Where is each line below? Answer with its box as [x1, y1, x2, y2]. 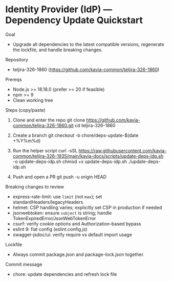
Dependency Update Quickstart [5, 14, 143, 26]
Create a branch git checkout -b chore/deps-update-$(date [12, 132, 139, 138]
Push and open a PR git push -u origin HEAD [12, 174, 106, 180]
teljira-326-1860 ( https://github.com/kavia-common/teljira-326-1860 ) [12, 66, 160, 73]
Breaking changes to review [5, 183, 64, 190]
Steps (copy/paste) [5, 107, 46, 113]
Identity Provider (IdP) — [5, 4, 113, 15]
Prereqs [5, 76, 22, 82]
